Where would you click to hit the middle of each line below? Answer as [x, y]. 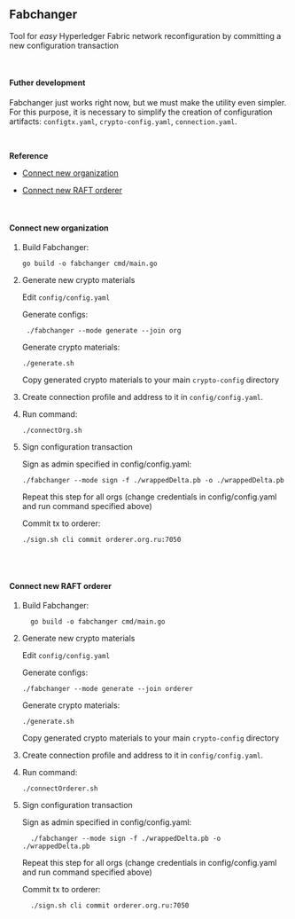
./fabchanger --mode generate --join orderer [107, 689]
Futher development [47, 82]
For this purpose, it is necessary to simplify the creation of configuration [141, 112]
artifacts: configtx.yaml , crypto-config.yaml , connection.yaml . [123, 122]
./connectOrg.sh [52, 431]
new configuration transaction [64, 45]
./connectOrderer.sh [60, 789]
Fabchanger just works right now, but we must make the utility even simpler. [148, 103]
